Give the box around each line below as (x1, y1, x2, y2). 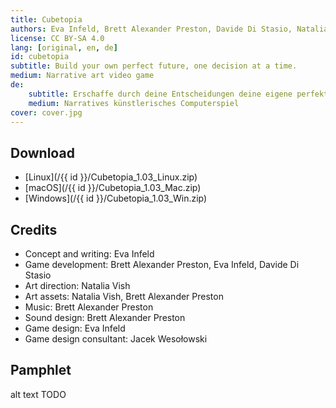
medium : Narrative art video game (10, 71, 155, 81)
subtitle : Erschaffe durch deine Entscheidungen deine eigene (28, 89, 293, 99)
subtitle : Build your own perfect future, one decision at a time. (10, 61, 298, 71)
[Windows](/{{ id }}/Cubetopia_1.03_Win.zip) (24, 192, 208, 205)
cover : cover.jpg (10, 107, 83, 118)
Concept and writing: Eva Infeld (24, 248, 155, 260)
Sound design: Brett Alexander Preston (24, 312, 186, 323)
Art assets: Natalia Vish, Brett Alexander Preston (24, 291, 224, 302)
